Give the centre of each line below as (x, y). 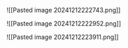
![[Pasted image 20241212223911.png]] (63, 37)
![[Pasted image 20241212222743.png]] (64, 10)
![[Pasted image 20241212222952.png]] (64, 23)
